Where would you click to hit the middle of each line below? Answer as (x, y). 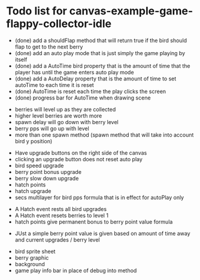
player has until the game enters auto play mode (74, 72)
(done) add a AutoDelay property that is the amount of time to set (96, 79)
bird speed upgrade (39, 165)
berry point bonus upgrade (48, 171)
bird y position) (34, 141)
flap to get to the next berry (49, 47)
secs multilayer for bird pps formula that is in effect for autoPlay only (99, 197)
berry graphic (32, 258)
